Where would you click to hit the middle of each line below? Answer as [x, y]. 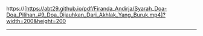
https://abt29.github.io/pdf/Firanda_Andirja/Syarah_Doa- [97, 9]
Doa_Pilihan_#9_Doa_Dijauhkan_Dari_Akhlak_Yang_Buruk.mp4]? [86, 15]
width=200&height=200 [36, 21]
